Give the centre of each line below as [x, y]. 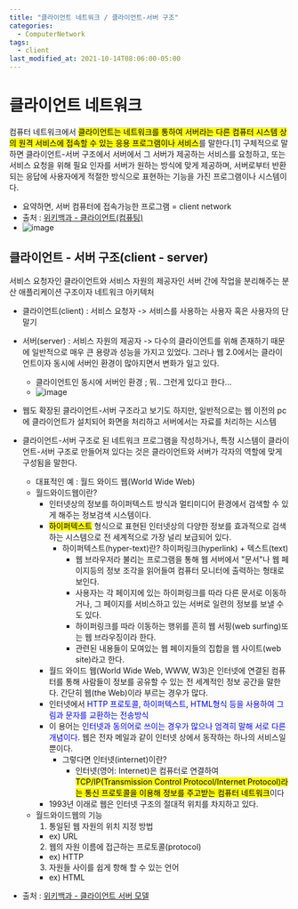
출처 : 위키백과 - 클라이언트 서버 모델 [85, 896]
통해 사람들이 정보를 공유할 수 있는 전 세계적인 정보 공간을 [165, 681]
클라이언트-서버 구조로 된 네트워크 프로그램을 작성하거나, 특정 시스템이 [144, 440]
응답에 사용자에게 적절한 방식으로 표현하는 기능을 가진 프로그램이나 [141, 176]
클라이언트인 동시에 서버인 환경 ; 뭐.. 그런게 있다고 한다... [133, 382]
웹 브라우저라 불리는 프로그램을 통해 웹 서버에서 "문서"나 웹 [177, 559]
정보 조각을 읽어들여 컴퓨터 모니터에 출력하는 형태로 [195, 570]
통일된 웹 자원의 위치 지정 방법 [101, 826]
